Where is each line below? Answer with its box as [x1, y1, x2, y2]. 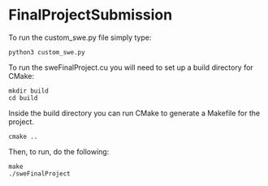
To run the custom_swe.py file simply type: [8, 32, 152, 42]
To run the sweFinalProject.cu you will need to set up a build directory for [8, 63, 253, 72]
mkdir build [8, 87, 49, 95]
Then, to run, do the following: [8, 146, 110, 156]
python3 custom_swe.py [8, 48, 85, 56]
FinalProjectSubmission [8, 6, 173, 24]
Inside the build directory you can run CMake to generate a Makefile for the [8, 108, 261, 118]
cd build [8, 93, 38, 102]
